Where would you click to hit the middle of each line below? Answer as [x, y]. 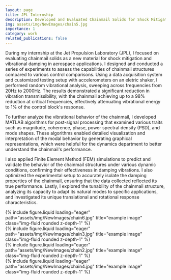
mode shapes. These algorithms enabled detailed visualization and [75, 133]
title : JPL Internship [29, 15]
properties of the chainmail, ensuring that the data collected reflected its [81, 181]
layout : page [19, 10]
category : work [21, 34]
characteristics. [22, 202]
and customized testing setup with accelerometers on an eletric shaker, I [81, 80]
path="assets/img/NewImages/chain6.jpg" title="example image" [74, 217]
